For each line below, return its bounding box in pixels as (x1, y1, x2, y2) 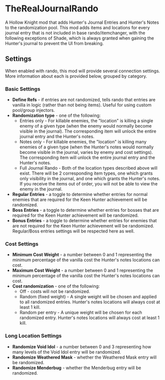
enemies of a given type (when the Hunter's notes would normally (19, 144, 154, 150)
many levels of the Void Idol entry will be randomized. (12, 349, 122, 355)
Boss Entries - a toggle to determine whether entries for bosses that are (12, 207, 159, 213)
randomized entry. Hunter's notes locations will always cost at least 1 (19, 315, 160, 321)
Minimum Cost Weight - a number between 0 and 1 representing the (12, 252, 152, 258)
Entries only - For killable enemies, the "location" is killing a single (19, 118, 154, 124)
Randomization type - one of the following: (12, 112, 101, 119)
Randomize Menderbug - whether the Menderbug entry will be (12, 365, 141, 371)
